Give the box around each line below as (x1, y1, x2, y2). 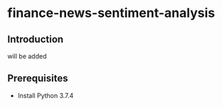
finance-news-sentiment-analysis (7, 5, 216, 21)
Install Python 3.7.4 (17, 91, 74, 100)
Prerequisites (7, 72, 68, 84)
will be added (7, 52, 47, 60)
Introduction (7, 33, 64, 45)
